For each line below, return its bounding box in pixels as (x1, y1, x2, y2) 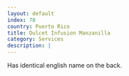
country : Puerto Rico (7, 23, 70, 30)
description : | (7, 42, 52, 49)
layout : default (7, 10, 54, 17)
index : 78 (7, 17, 36, 23)
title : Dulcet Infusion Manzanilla (7, 29, 111, 37)
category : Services (7, 36, 64, 43)
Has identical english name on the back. (7, 61, 123, 69)
